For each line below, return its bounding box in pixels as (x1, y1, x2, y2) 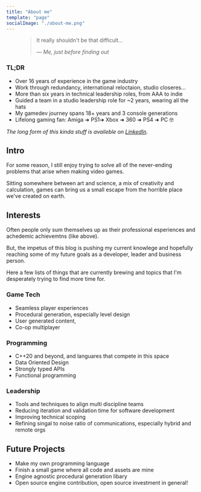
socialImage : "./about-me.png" (6, 20, 85, 26)
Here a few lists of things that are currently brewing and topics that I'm (6, 269, 182, 276)
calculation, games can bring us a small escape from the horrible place (6, 186, 183, 194)
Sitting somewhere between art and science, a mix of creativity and (6, 180, 174, 187)
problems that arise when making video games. (6, 168, 124, 175)
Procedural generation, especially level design (14, 310, 130, 318)
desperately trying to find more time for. (6, 275, 106, 283)
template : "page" (6, 15, 50, 21)
